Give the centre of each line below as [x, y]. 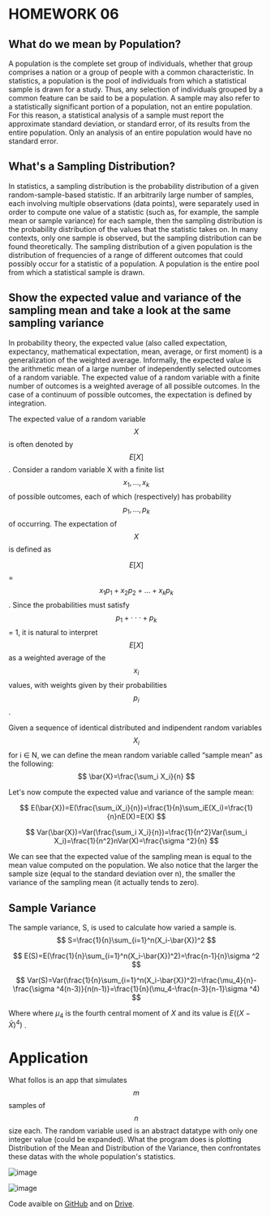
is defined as [30, 549]
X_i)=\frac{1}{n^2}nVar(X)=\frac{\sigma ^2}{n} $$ [136, 841]
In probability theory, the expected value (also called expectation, [118, 342]
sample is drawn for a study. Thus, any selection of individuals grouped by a [136, 89]
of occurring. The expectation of [63, 524]
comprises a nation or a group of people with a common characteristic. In [131, 72]
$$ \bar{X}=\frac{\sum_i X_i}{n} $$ [136, 776]
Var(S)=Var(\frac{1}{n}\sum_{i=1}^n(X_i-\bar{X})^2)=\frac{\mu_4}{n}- [142, 980]
